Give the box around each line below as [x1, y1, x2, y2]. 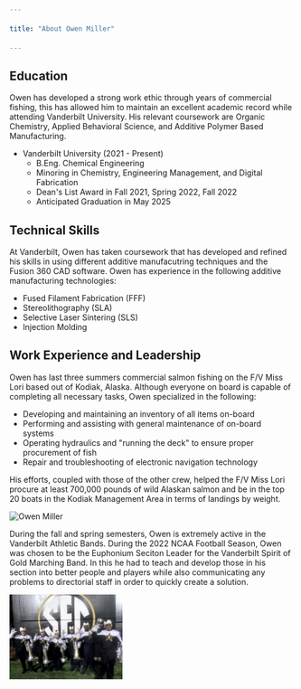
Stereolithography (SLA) [22, 303, 113, 313]
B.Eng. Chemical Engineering [35, 158, 145, 169]
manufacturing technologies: [9, 276, 117, 286]
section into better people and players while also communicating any [9, 566, 266, 578]
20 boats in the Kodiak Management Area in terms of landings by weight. [9, 493, 281, 504]
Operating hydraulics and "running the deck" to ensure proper [22, 437, 255, 448]
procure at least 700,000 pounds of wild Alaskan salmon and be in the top [9, 484, 285, 495]
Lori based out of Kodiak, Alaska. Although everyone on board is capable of [9, 381, 292, 392]
